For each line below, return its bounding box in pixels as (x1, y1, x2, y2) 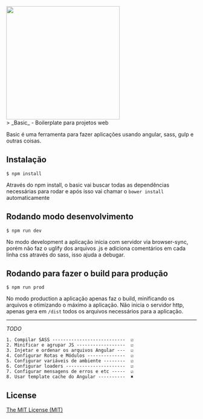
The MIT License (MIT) (6, 406, 63, 414)
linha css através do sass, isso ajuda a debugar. (6, 251, 125, 258)
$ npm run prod (6, 284, 45, 290)
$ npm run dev (6, 228, 42, 234)
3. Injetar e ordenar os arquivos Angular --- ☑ (6, 347, 134, 354)
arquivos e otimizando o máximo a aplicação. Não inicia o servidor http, (6, 301, 184, 309)
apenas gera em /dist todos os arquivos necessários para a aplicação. (6, 308, 184, 315)
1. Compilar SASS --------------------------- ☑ (6, 337, 134, 343)
